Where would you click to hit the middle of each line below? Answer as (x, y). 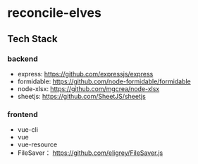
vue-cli (28, 130)
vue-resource (37, 144)
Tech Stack (32, 39)
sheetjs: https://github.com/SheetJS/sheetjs (81, 96)
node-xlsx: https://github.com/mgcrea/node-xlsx (88, 88)
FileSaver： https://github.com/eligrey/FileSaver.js (90, 153)
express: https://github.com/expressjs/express (85, 74)
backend (23, 59)
